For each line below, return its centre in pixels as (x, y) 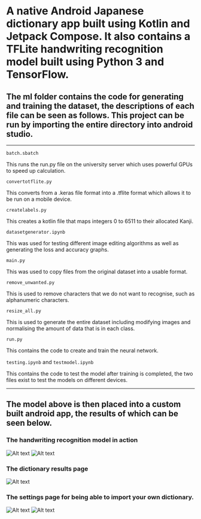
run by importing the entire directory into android (100, 125)
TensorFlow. (38, 74)
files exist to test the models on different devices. (67, 380)
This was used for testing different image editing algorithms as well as (92, 243)
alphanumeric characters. (38, 300)
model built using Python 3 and (85, 62)
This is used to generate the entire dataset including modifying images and (98, 322)
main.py (16, 261)
